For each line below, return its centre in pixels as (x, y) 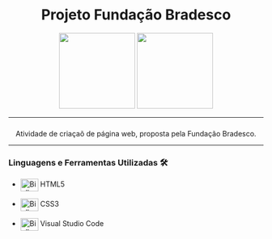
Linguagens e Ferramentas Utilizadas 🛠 (88, 162)
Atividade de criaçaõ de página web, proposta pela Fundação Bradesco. (136, 133)
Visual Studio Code (72, 224)
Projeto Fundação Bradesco (136, 15)
